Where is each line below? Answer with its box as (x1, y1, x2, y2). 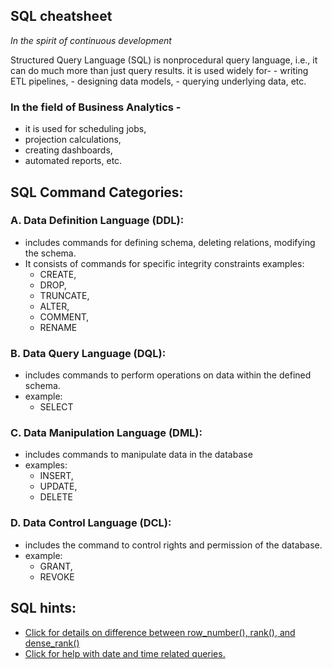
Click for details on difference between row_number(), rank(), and (24, 626, 296, 638)
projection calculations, (24, 134, 122, 146)
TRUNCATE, (39, 289, 90, 301)
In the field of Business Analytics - (10, 100, 182, 114)
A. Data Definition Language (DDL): (10, 214, 185, 228)
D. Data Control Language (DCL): (10, 516, 172, 530)
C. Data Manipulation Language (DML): (10, 426, 203, 440)
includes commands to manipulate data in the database (24, 449, 253, 461)
